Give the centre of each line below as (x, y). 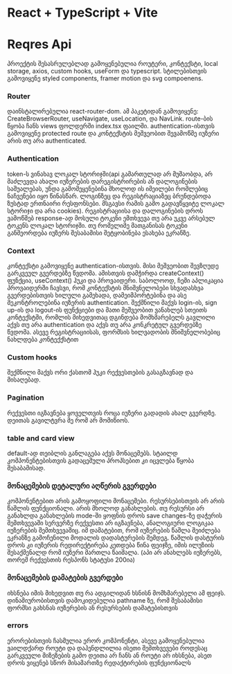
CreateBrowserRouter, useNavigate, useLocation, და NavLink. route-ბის (110, 118)
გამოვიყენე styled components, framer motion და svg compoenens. (105, 78)
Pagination (26, 398)
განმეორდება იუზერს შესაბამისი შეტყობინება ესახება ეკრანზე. (99, 233)
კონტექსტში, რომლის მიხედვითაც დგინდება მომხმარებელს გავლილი (111, 317)
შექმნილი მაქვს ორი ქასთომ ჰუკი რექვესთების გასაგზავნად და (100, 373)
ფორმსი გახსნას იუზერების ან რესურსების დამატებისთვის (93, 608)
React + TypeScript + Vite (82, 13)
